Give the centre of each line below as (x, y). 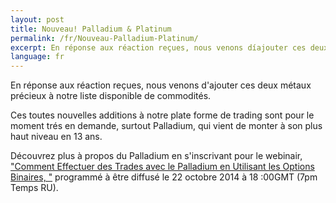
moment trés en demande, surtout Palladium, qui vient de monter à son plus (166, 126)
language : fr (37, 57)
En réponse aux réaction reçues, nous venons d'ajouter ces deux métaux (161, 85)
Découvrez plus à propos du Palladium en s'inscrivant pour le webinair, (156, 156)
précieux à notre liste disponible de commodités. (111, 96)
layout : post (37, 19)
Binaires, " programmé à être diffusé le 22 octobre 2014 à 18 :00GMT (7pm (164, 177)
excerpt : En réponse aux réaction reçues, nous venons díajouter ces (158, 47)
